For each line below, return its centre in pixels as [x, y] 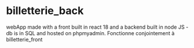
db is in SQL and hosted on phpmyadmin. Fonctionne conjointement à [91, 33]
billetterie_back [45, 11]
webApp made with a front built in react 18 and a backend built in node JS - [97, 27]
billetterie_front [24, 39]
